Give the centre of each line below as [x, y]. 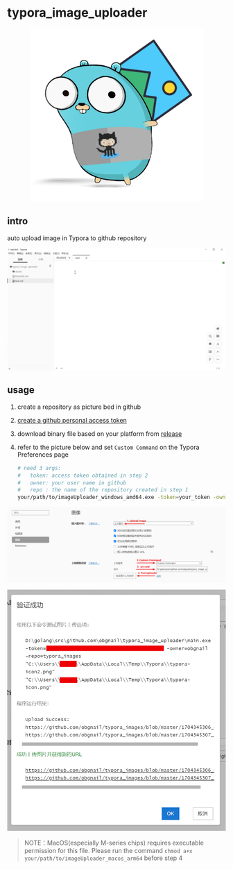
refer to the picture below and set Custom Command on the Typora [108, 447]
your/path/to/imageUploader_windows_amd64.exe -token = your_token [113, 498]
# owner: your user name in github [72, 483]
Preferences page [43, 454]
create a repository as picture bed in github [79, 407]
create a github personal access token [72, 420]
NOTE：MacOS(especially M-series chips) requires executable [114, 843]
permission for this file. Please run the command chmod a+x [108, 851]
